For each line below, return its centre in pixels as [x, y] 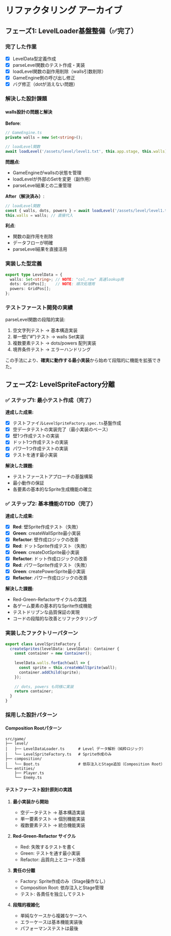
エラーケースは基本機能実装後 [51, 922]
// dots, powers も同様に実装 [44, 687]
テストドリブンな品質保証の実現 [46, 612]
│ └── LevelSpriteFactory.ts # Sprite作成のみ [59, 755]
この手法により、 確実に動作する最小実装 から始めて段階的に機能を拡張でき [83, 360]
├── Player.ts [29, 773]
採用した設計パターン [31, 715]
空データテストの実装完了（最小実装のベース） [62, 430]
